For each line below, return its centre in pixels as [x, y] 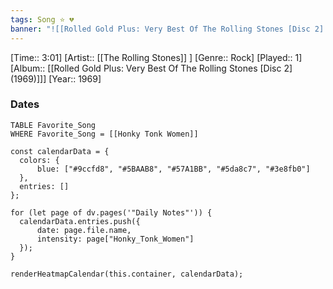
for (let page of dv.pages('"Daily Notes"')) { [111, 212]
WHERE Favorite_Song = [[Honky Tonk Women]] [104, 134]
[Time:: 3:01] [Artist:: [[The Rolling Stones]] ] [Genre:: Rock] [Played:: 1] [156, 57]
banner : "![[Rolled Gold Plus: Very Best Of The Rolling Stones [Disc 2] [167, 29]
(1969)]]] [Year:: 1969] [56, 78]
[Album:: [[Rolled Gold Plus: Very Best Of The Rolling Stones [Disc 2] [151, 68]
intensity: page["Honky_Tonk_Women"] [115, 239]
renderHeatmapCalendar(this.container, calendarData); [127, 274]
